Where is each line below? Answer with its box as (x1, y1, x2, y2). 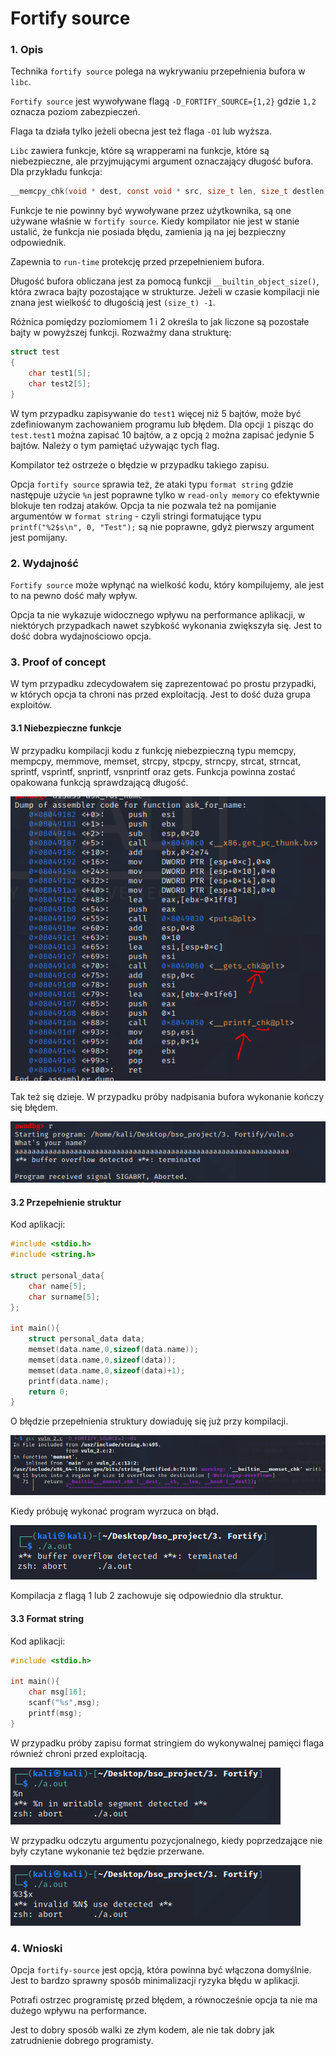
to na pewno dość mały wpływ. (10, 590, 138, 602)
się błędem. (10, 1102, 59, 1114)
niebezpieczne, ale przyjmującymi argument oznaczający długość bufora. (10, 155, 314, 167)
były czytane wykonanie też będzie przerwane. (10, 1845, 205, 1857)
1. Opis (10, 43, 44, 57)
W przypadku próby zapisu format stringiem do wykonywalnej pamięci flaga (10, 1737, 325, 1749)
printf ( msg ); (28, 1708, 83, 1719)
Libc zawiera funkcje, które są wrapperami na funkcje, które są (10, 145, 270, 157)
